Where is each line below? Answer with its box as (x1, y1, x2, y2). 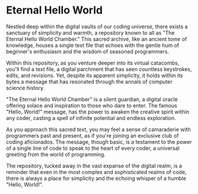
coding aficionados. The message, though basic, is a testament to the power (6, 138, 192, 145)
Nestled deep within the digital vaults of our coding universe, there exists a (6, 23, 188, 30)
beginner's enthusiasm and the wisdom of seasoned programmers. (6, 48, 169, 55)
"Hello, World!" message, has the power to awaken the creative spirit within (6, 108, 190, 115)
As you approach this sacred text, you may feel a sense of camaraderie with (6, 126, 191, 133)
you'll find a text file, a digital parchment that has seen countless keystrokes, (6, 65, 192, 72)
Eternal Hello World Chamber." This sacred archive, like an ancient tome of (6, 35, 187, 42)
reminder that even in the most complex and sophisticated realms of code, (6, 168, 187, 175)
